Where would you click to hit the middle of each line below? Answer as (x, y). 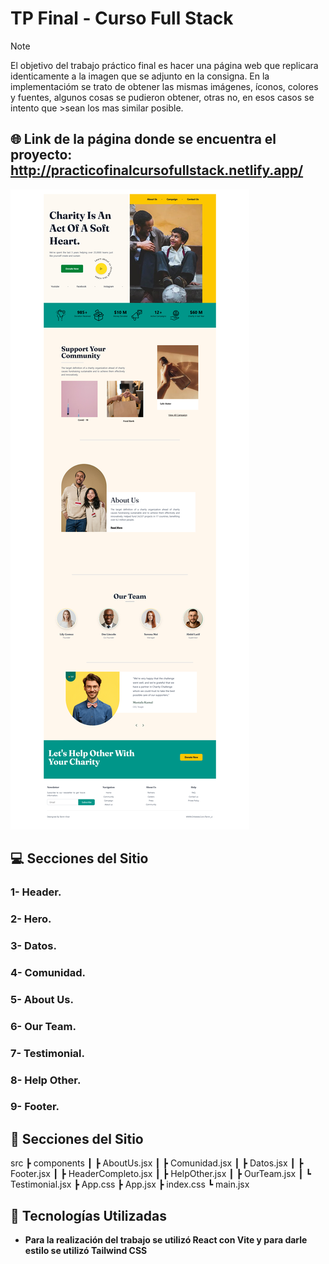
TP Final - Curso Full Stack (122, 18)
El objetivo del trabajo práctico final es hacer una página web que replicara (164, 65)
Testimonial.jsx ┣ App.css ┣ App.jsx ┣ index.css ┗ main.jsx (130, 1184)
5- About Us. (42, 999)
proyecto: (41, 155)
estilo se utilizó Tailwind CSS (86, 1251)
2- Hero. (31, 919)
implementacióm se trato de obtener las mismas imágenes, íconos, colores (164, 86)
